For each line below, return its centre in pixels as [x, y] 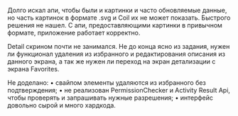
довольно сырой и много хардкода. [61, 105]
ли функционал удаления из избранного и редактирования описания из [117, 54]
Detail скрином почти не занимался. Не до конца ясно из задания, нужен [119, 46]
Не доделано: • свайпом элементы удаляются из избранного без [107, 83]
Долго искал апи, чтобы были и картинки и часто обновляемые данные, [117, 10]
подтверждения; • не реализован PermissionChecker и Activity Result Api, [119, 90]
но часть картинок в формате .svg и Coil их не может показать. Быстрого [119, 18]
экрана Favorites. [33, 69]
